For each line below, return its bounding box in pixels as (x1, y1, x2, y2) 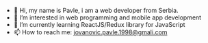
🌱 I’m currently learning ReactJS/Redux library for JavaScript (13, 21, 186, 28)
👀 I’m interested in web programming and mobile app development (13, 13, 202, 21)
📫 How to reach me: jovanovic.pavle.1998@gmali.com (13, 28, 168, 36)
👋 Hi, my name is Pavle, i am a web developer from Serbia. (13, 7, 179, 14)
